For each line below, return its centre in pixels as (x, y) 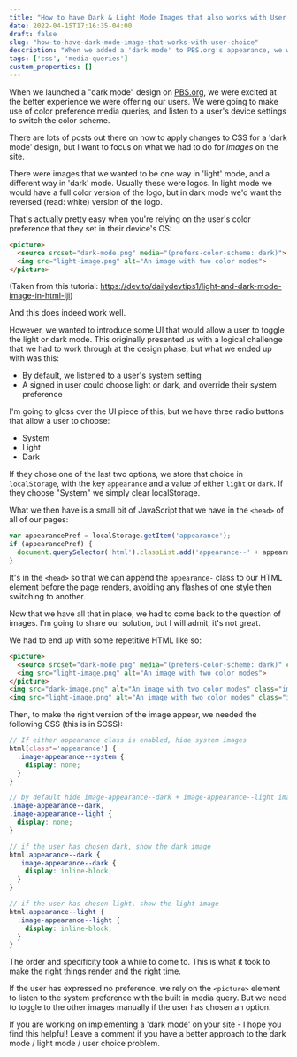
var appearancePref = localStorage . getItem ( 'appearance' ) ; (120, 536)
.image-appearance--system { (71, 756)
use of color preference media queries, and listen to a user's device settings (148, 111)
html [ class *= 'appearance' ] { (63, 748)
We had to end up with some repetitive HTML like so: (105, 640)
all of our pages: (39, 520)
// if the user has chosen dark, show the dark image (110, 846)
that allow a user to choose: (60, 421)
